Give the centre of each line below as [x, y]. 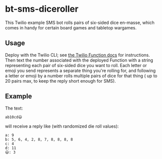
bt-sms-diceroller [42, 9]
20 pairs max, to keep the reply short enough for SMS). [61, 81]
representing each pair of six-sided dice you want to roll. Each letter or [76, 65]
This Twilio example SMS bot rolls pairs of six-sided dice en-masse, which [80, 23]
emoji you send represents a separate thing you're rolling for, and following [81, 70]
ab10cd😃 [14, 117]
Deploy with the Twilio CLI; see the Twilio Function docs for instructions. [78, 55]
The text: [14, 108]
